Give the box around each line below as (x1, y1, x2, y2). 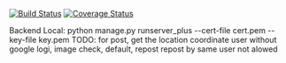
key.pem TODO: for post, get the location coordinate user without (38, 35, 277, 45)
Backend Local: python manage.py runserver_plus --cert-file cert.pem (9, 25, 266, 35)
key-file (9, 35, 37, 45)
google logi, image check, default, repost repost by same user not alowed (9, 44, 278, 54)
